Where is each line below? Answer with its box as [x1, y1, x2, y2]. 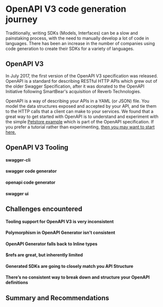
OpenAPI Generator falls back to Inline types [5, 241, 98, 247]
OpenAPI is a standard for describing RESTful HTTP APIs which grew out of [5, 78, 158, 84]
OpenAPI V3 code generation [5, 3, 126, 15]
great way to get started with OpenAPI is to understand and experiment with [5, 114, 159, 119]
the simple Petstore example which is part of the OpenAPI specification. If [5, 118, 154, 124]
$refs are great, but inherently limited [5, 252, 83, 258]
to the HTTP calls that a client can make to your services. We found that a [5, 108, 154, 114]
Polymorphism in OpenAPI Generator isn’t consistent [5, 230, 115, 236]
